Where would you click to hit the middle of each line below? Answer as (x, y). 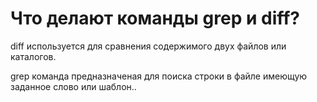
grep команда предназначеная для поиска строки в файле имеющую (159, 76)
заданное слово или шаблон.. (73, 86)
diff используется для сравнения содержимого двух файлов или (148, 46)
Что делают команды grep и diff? (155, 18)
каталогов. (33, 56)
